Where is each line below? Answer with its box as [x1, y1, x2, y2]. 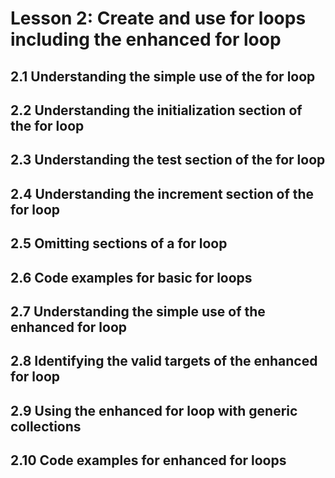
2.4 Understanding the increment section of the [10, 185, 315, 202]
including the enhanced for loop [10, 28, 282, 51]
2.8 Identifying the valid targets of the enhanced [10, 353, 318, 370]
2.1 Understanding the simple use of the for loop [10, 68, 316, 85]
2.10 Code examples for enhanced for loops [10, 452, 287, 469]
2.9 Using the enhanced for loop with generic [10, 402, 298, 419]
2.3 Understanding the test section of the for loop [10, 152, 326, 169]
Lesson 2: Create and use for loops [10, 7, 307, 30]
